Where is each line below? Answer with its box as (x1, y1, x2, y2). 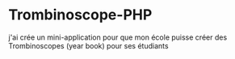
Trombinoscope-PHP (8, 6, 153, 24)
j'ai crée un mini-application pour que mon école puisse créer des (8, 32, 228, 42)
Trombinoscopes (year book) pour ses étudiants (8, 40, 169, 50)
